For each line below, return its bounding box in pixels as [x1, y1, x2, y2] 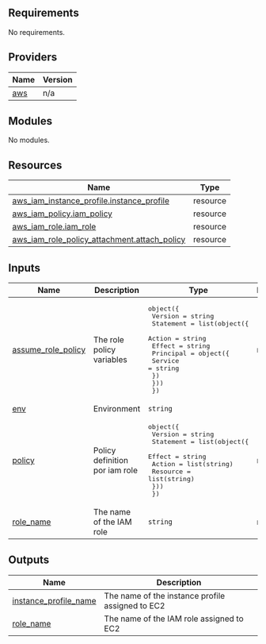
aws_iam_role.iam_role [12, 222, 97, 233]
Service [151, 357, 180, 365]
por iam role [93, 465, 139, 476]
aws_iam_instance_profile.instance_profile [12, 195, 170, 206]
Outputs [8, 553, 50, 567]
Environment [93, 403, 141, 415]
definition [93, 455, 129, 466]
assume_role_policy [12, 345, 85, 356]
